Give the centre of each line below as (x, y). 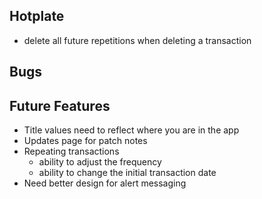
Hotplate (37, 16)
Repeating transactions (71, 151)
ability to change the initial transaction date (127, 173)
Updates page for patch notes (85, 141)
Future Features (60, 105)
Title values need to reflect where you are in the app (131, 130)
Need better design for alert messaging (105, 183)
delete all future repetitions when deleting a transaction (137, 40)
